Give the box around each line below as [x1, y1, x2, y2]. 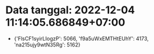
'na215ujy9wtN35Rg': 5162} [13, 41, 81, 48]
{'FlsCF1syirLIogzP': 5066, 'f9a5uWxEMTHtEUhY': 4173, [13, 35, 149, 42]
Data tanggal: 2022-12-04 [5, 3, 135, 17]
